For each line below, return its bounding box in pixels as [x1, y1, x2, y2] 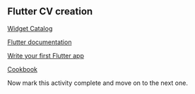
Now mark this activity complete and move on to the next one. [7, 79, 189, 87]
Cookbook [7, 65, 37, 73]
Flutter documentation [7, 38, 72, 46]
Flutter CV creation [7, 6, 93, 18]
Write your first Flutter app [7, 51, 85, 60]
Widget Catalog [7, 24, 53, 32]
